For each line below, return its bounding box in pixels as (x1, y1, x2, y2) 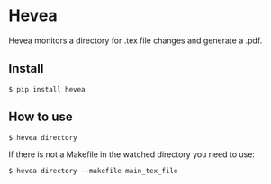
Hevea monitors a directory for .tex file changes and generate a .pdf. (8, 35, 263, 46)
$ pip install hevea (8, 84, 86, 94)
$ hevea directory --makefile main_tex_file (8, 166, 178, 175)
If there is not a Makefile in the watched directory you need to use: (8, 149, 256, 160)
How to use (8, 110, 73, 125)
